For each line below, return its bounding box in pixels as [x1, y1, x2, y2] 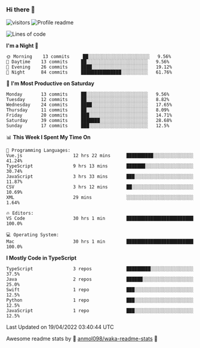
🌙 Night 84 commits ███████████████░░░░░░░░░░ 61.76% [6, 69, 172, 75]
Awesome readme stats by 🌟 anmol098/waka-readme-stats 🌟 [6, 335, 158, 343]
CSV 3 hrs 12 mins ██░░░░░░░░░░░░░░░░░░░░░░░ [6, 184, 194, 190]
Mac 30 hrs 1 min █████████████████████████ [6, 239, 194, 245]
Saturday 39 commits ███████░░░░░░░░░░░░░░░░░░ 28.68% [6, 118, 172, 124]
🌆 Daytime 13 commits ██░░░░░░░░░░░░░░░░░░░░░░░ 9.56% [6, 59, 170, 65]
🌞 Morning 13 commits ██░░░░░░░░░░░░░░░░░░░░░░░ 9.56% [6, 54, 171, 60]
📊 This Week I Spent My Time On [6, 134, 91, 141]
